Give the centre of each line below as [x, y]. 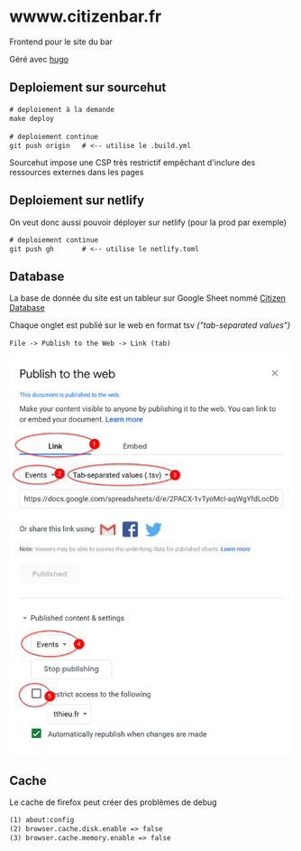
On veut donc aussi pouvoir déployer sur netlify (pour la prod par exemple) [148, 222]
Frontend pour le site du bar [61, 42]
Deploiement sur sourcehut [88, 88]
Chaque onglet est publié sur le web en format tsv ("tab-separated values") [150, 325]
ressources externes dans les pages [77, 172]
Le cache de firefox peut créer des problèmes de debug [114, 802]
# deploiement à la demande [62, 109]
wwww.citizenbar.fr [86, 17]
